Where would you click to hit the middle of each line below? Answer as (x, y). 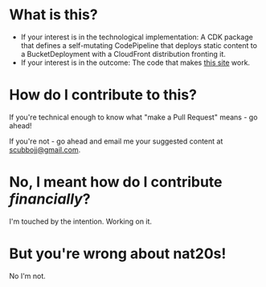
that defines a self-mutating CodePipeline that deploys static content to (139, 45)
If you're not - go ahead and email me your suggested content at (116, 141)
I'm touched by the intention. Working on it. (80, 221)
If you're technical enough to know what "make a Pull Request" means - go (133, 117)
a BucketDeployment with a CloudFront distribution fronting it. (123, 54)
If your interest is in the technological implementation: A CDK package (137, 37)
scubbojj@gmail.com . (45, 149)
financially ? (50, 199)
